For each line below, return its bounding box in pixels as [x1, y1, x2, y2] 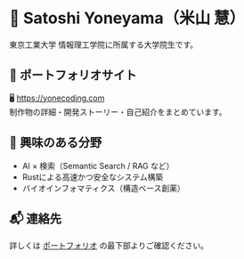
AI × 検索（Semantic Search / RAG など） [21, 160, 175, 171]
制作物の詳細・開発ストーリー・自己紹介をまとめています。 [9, 106, 227, 117]
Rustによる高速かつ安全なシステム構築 [21, 171, 164, 182]
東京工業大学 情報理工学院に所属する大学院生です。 [9, 39, 199, 50]
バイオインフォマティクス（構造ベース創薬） [21, 182, 185, 193]
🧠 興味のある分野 [9, 135, 102, 150]
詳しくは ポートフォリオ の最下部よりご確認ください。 [9, 240, 209, 251]
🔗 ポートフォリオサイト [9, 68, 137, 83]
